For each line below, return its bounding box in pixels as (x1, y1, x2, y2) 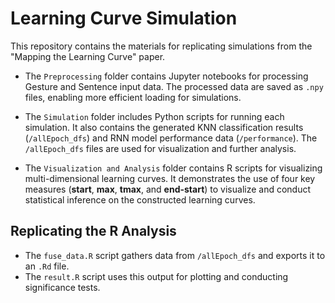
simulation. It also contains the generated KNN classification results (24, 121, 304, 133)
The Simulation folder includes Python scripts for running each (24, 110, 285, 122)
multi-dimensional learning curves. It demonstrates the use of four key (24, 172, 316, 184)
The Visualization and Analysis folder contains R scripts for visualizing (24, 162, 323, 174)
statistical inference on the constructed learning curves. (24, 193, 256, 206)
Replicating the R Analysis (10, 223, 177, 240)
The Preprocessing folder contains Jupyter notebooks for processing (24, 70, 309, 82)
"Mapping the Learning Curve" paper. (10, 50, 166, 62)
